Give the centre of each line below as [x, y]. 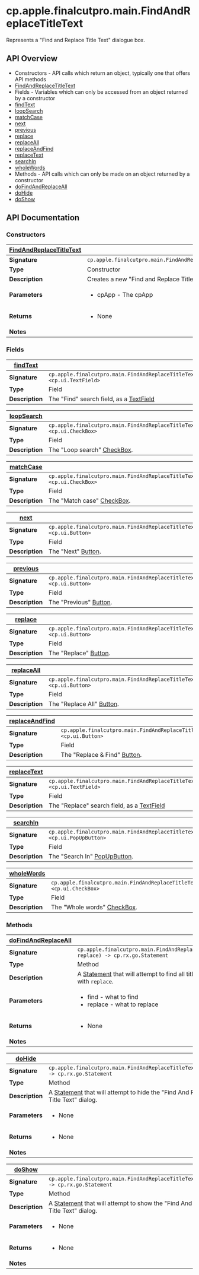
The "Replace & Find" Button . [101, 754]
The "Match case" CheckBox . [89, 500]
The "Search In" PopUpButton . [91, 856]
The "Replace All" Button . [84, 703]
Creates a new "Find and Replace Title [140, 279]
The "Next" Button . [75, 551]
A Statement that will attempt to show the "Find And [120, 1203]
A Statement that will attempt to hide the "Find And [119, 1092]
